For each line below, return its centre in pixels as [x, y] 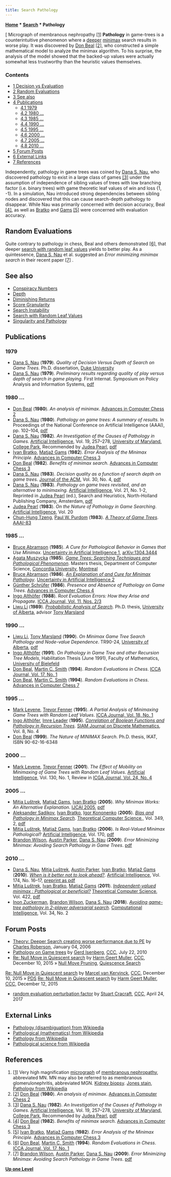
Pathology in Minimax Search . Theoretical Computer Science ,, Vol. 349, [88, 818]
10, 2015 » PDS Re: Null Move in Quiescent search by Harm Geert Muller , [81, 978]
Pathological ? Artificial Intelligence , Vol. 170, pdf [63, 834]
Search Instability [31, 310]
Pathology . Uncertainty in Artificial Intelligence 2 [64, 579]
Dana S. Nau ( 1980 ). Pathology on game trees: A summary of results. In [88, 419]
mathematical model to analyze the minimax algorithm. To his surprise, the [83, 51]
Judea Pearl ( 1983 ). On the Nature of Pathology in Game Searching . [84, 506]
